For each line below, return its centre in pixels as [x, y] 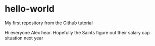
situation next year [24, 38]
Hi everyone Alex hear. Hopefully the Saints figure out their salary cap [77, 32]
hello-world [30, 9]
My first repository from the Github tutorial [49, 23]
